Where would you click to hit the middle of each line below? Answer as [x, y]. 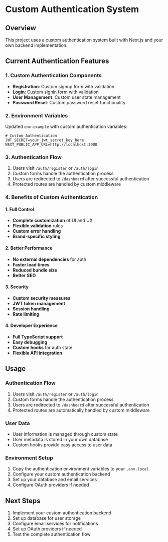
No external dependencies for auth [49, 259]
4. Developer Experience [31, 325]
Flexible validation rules [38, 226]
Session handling [31, 309]
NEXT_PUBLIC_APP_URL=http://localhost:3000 [51, 145]
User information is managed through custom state [65, 434]
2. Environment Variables [37, 115]
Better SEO [24, 275]
